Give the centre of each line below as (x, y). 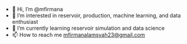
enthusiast (25, 22)
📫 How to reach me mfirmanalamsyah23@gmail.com (78, 35)
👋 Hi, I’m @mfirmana (37, 9)
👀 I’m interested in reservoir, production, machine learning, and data (96, 15)
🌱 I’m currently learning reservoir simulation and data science (88, 28)
